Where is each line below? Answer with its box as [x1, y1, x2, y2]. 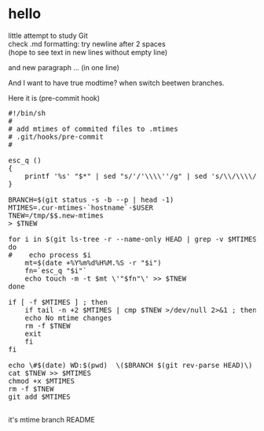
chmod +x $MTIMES [8, 376, 75, 385]
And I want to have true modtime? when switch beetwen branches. [8, 78, 225, 87]
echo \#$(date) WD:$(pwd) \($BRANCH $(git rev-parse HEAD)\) [8, 360, 253, 370]
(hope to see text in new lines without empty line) [8, 47, 168, 57]
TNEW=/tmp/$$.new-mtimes [8, 210, 104, 220]
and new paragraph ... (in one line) [8, 62, 120, 72]
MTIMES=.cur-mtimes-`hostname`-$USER [8, 202, 154, 212]
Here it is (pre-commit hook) [8, 93, 101, 102]
